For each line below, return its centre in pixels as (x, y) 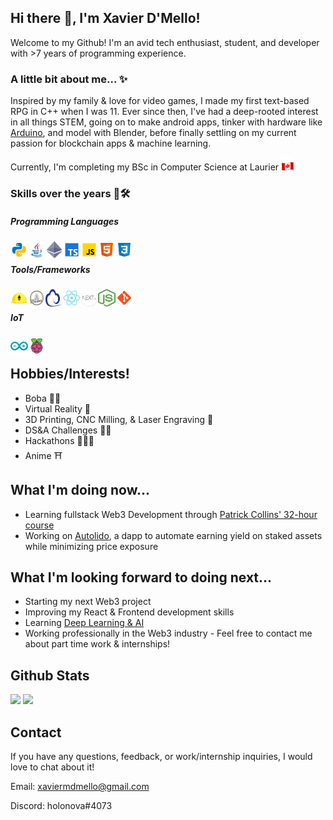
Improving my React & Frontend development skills (129, 612)
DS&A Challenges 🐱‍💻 (68, 430)
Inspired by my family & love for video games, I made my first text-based (160, 101)
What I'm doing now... (80, 490)
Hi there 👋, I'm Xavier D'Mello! (105, 18)
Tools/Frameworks (50, 269)
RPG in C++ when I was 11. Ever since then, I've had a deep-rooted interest (164, 112)
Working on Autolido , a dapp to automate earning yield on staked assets (173, 535)
